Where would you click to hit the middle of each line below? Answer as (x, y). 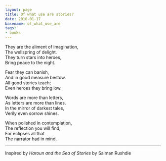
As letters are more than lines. (36, 103)
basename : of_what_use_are (33, 24)
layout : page (19, 10)
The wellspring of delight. (31, 52)
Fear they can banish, (27, 72)
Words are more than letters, (34, 98)
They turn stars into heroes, (33, 57)
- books (13, 33)
